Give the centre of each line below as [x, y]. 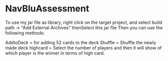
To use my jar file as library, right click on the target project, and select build [84, 22]
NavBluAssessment [47, 9]
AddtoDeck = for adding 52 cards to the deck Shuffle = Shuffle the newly [81, 42]
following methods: [25, 33]
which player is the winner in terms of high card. [55, 53]
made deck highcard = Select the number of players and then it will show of [83, 48]
